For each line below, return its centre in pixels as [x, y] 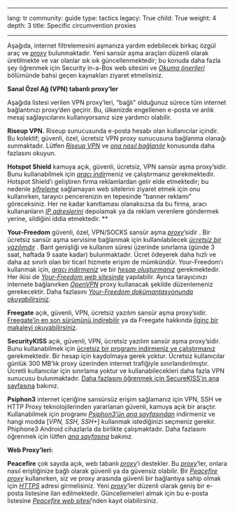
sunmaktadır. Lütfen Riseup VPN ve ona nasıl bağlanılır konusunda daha [111, 145]
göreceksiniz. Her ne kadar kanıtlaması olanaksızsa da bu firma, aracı [107, 204]
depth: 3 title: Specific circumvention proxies [72, 26]
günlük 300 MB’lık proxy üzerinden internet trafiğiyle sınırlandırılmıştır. [108, 363]
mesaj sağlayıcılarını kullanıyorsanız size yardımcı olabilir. [90, 117]
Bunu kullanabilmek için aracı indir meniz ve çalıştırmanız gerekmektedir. [111, 174]
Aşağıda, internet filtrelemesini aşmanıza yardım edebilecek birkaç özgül [112, 45]
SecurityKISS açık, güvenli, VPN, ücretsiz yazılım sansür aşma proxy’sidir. [114, 341]
